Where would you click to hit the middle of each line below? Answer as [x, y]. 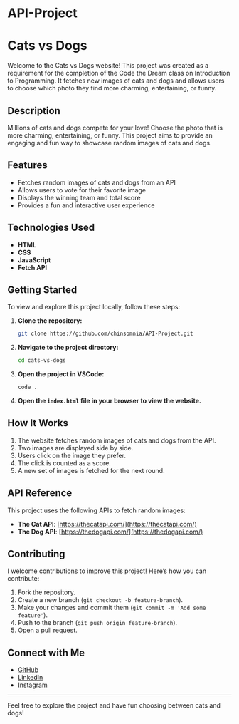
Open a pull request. [48, 630]
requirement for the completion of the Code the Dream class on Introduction [119, 73]
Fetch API [32, 267]
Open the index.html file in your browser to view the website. [109, 401]
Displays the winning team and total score [79, 197]
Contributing [36, 554]
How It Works [38, 423]
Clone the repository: [50, 321]
